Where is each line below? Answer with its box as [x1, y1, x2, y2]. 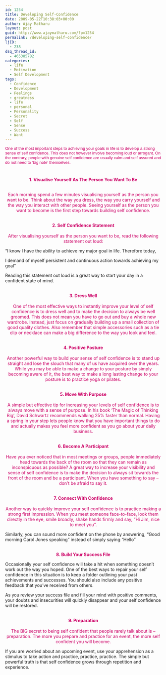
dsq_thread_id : [5, 49, 37, 54]
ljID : [5, 40, 16, 45]
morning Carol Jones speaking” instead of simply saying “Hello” [5, 537, 136, 543]
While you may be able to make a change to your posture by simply [14, 366, 152, 372]
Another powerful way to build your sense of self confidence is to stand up [6, 355, 160, 361]
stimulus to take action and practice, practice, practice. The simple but [5, 654, 150, 660]
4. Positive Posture [63, 344, 103, 351]
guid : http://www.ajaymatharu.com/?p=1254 [5, 30, 94, 35]
